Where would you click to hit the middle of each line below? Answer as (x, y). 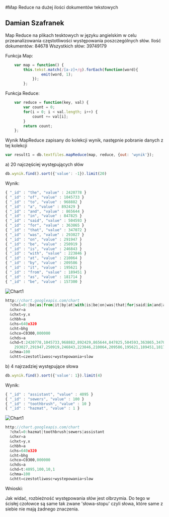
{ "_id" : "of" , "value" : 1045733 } (45, 197)
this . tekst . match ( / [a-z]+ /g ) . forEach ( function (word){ (81, 70)
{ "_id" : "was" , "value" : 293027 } (45, 235)
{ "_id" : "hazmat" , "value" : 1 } (43, 408)
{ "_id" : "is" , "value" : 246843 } (44, 249)
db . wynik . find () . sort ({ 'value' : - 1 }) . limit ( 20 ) (56, 174)
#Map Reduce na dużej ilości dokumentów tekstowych (62, 7)
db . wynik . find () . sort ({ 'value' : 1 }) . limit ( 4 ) (54, 375)
